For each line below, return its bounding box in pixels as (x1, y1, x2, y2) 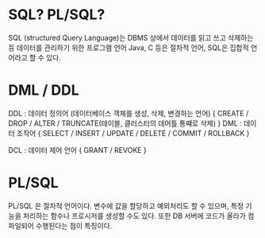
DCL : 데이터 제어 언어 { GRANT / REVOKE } (8, 145, 147, 154)
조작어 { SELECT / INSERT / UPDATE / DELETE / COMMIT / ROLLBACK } (16, 128, 250, 138)
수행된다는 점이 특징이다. (35, 220, 113, 230)
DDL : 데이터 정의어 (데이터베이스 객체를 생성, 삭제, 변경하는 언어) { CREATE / (8, 108, 249, 118)
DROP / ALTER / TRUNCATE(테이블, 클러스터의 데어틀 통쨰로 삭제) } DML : (8, 118, 242, 128)
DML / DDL (8, 81, 79, 99)
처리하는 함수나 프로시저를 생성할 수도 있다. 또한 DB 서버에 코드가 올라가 (22, 211, 246, 220)
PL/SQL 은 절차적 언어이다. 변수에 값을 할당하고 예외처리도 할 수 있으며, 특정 (8, 201, 244, 210)
